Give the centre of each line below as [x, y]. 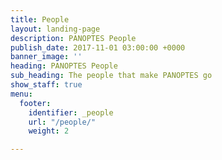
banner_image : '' [46, 57]
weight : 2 [49, 131]
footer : [35, 103]
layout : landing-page [55, 29]
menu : [21, 94]
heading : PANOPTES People [64, 66]
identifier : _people [71, 112]
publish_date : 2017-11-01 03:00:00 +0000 [98, 47]
